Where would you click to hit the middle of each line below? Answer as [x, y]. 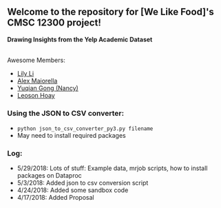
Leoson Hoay [36, 95]
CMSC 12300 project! [54, 23]
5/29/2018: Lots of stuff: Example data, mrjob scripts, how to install [112, 168]
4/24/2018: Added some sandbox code [73, 190]
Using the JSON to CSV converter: [66, 113]
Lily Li [25, 73]
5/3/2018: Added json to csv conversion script [83, 183]
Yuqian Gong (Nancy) [48, 88]
